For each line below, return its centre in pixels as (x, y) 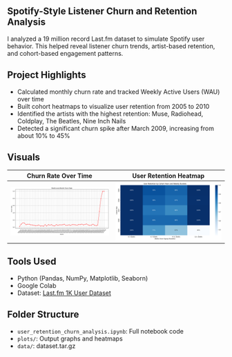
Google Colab (37, 285)
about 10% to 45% (43, 135)
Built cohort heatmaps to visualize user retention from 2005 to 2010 (113, 106)
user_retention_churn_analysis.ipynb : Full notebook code (100, 331)
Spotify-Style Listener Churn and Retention (102, 11)
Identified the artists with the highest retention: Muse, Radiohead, (110, 114)
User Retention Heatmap (168, 176)
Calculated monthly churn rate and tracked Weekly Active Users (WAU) (118, 92)
